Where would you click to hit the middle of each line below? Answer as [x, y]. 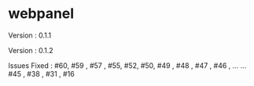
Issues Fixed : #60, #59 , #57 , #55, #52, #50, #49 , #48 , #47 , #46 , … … [127, 65]
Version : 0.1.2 [31, 50]
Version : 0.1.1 [30, 35]
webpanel [41, 14]
